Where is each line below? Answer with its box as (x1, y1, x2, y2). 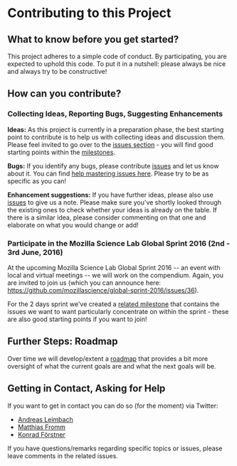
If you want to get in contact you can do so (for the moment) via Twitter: (7, 401, 218, 410)
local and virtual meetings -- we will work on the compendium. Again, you (7, 271, 224, 279)
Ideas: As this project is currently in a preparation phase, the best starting (7, 125, 224, 134)
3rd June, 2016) (7, 247, 63, 257)
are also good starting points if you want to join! (7, 315, 147, 323)
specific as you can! (7, 176, 66, 185)
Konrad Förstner (17, 430, 66, 438)
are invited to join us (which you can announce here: (7, 278, 162, 287)
